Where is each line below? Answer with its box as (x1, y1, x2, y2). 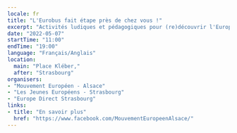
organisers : (7, 75, 42, 83)
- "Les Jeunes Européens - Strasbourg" (7, 89, 125, 96)
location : (7, 56, 37, 63)
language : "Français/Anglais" (7, 50, 97, 57)
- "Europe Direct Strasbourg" (7, 96, 97, 103)
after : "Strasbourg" (13, 69, 74, 76)
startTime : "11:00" (7, 37, 65, 44)
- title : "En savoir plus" (7, 108, 87, 115)
